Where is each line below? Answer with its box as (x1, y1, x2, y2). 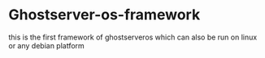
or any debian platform (8, 40, 85, 50)
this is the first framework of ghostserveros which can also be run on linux (8, 32, 258, 42)
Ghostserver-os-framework (8, 6, 201, 24)
